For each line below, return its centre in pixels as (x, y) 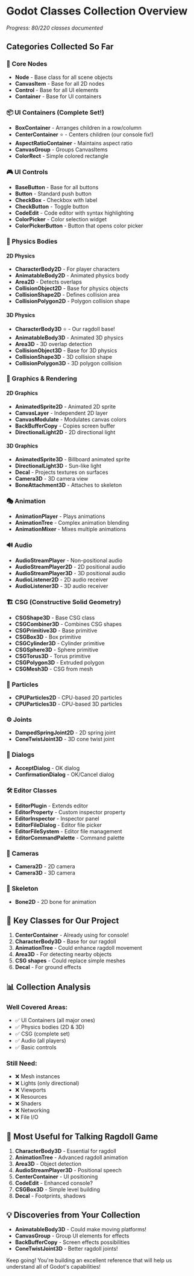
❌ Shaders (28, 1104)
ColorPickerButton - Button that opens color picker (79, 226)
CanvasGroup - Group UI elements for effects (72, 1236)
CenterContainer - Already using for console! (72, 935)
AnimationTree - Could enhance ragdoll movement (79, 948)
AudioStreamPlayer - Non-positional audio (69, 561)
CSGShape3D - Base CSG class (55, 617)
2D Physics (20, 256)
